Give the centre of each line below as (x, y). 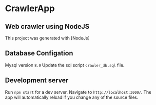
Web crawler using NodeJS (47, 26)
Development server (37, 80)
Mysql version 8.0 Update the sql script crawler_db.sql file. (65, 65)
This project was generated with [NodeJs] (48, 38)
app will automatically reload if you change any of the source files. (72, 97)
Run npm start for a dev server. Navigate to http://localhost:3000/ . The (78, 92)
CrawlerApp (30, 9)
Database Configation (39, 53)
